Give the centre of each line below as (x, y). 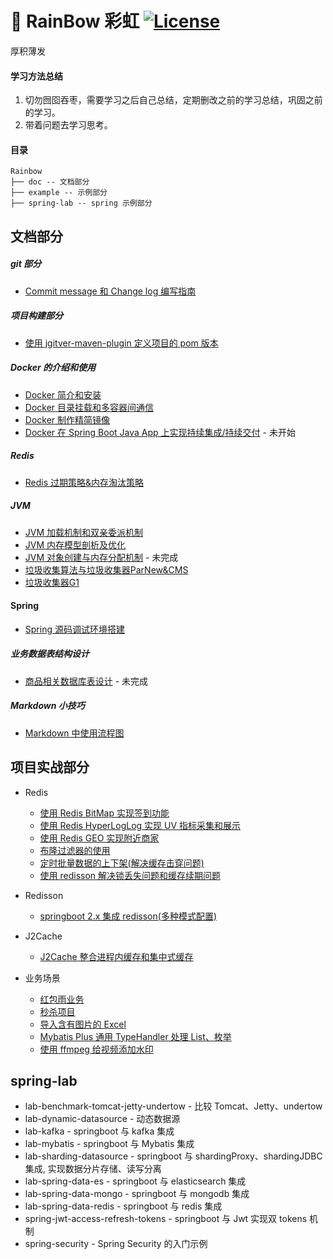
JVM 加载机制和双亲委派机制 (84, 532)
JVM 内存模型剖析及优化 (75, 544)
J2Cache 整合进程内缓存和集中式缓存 (116, 956)
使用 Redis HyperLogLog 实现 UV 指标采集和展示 (140, 825)
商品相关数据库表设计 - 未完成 (86, 681)
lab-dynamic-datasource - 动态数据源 (102, 1119)
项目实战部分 (50, 767)
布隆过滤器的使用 (75, 850)
